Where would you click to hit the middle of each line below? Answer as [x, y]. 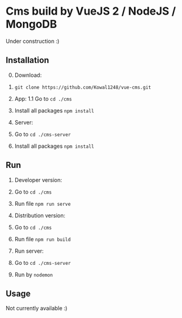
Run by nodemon [33, 274]
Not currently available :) [37, 308]
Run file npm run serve [43, 203]
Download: [28, 75]
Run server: [29, 251]
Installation [27, 60]
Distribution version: [40, 215]
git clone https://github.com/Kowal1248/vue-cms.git [83, 87]
